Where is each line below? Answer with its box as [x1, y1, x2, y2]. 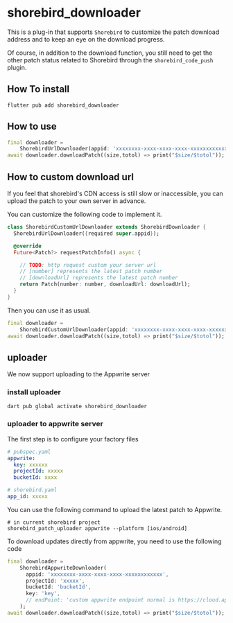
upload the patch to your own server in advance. [7, 197, 146, 205]
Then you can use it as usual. [7, 306, 92, 315]
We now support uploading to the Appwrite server [7, 370, 150, 378]
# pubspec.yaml [7, 448, 51, 455]
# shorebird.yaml [7, 486, 58, 493]
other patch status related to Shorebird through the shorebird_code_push [7, 55, 214, 64]
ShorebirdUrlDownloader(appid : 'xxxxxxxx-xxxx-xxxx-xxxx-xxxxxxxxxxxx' [19, 146, 231, 152]
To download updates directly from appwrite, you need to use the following [7, 537, 222, 545]
